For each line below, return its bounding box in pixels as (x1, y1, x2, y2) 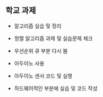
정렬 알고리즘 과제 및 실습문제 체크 (14, 35, 93, 42)
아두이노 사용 (14, 59, 45, 66)
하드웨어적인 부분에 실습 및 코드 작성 (14, 85, 98, 92)
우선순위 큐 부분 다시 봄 (14, 47, 68, 54)
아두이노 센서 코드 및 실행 (14, 72, 73, 79)
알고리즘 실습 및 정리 (14, 22, 62, 29)
